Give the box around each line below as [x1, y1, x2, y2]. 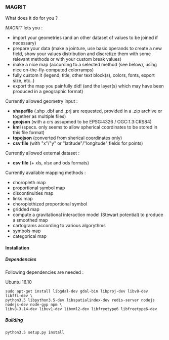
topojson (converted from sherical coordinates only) [12, 135, 122, 141]
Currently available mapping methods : [5, 169, 86, 176]
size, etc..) [12, 77, 35, 84]
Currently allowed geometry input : [5, 98, 78, 104]
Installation [5, 244, 29, 251]
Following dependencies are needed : [5, 269, 84, 275]
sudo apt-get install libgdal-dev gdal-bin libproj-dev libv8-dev [5, 288, 148, 294]
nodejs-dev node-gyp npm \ [5, 302, 62, 307]
